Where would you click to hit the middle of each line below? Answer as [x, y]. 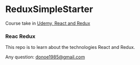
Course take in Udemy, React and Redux [48, 23]
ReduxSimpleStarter [49, 9]
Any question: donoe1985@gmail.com [45, 57]
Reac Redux [20, 36]
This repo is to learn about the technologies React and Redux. [70, 47]
